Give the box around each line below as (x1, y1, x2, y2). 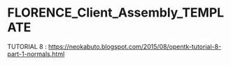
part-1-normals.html (7, 50, 65, 58)
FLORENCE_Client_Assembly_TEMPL (7, 5, 225, 21)
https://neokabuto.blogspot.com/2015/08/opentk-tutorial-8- (48, 42, 222, 50)
